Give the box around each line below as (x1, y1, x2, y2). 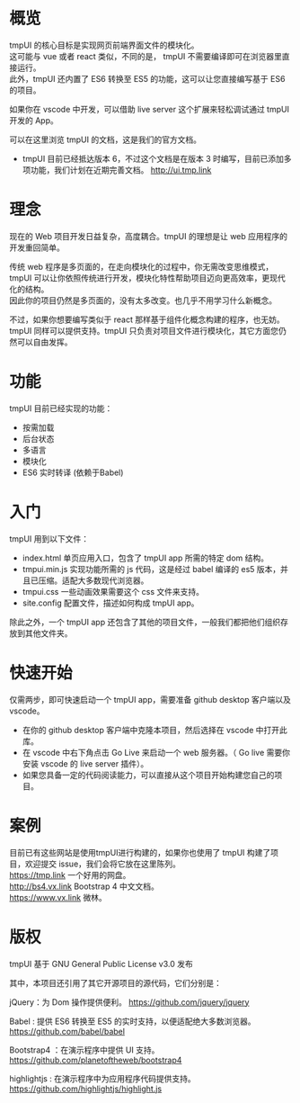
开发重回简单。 (9, 242, 65, 253)
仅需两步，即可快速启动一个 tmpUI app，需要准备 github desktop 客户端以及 (9, 694, 292, 704)
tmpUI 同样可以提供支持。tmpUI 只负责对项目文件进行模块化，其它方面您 (9, 325, 279, 336)
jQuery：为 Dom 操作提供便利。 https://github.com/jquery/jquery (9, 996, 250, 1008)
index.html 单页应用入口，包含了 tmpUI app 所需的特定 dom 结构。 (22, 552, 269, 563)
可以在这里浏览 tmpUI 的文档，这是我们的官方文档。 (9, 134, 202, 145)
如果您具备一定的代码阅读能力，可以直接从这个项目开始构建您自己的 (22, 769, 275, 780)
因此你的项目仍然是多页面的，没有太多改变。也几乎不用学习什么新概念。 (9, 294, 277, 306)
